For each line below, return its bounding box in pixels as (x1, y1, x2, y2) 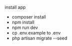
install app (4, 4, 26, 10)
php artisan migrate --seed (11, 35, 68, 41)
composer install (11, 14, 46, 19)
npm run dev (11, 24, 38, 30)
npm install (11, 19, 35, 25)
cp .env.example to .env (11, 30, 61, 35)
